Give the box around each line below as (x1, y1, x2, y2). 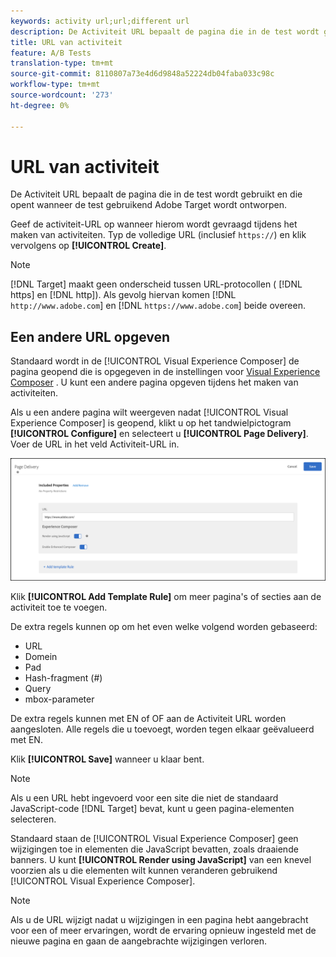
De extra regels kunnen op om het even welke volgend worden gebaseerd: (10, 621, 318, 633)
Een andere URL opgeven (10, 328, 171, 345)
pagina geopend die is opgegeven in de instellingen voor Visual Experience (10, 366, 321, 378)
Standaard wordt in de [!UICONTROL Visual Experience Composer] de (10, 355, 300, 367)
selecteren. (10, 813, 57, 825)
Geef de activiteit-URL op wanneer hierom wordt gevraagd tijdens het (10, 218, 298, 230)
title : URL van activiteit (10, 37, 123, 47)
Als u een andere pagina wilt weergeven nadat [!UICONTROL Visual (10, 406, 289, 419)
